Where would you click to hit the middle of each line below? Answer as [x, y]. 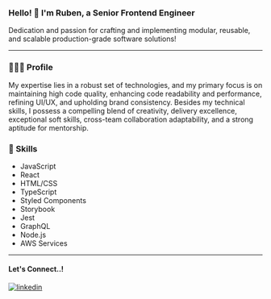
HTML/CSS [39, 183]
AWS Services [44, 243]
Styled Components [53, 200]
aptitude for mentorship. [48, 127]
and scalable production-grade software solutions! [92, 39]
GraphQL [35, 226]
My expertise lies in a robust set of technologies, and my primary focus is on [135, 85]
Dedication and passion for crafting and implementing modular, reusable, [129, 31]
